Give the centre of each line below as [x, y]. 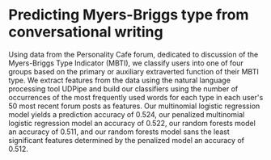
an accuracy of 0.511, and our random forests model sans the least [119, 132]
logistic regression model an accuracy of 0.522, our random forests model [132, 123]
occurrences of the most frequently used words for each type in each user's [136, 97]
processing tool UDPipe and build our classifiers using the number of [123, 88]
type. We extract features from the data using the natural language [119, 80]
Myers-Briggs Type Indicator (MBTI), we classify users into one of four [126, 63]
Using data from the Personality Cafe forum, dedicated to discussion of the [133, 54]
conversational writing [86, 32]
